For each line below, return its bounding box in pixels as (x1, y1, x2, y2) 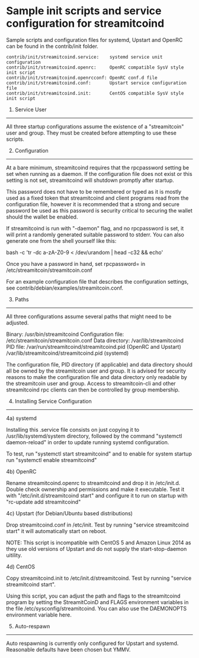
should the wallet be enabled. (6, 213, 78, 220)
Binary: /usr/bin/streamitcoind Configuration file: (6, 330, 124, 338)
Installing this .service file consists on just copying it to (6, 426, 140, 433)
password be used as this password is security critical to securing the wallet (6, 207, 192, 214)
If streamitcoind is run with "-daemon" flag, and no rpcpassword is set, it (6, 224, 184, 232)
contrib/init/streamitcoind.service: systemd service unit (6, 54, 163, 60)
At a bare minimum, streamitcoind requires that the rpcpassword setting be (6, 164, 190, 171)
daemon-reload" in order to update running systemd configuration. (6, 438, 169, 445)
